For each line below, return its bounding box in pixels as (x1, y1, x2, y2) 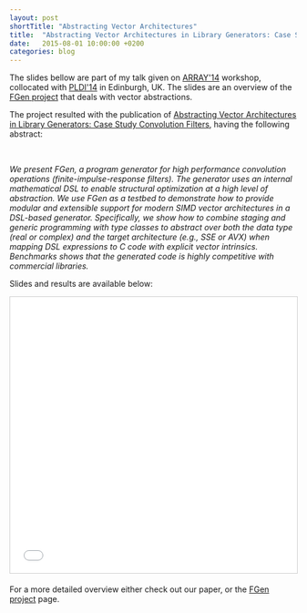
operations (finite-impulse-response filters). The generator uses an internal (9, 174, 293, 185)
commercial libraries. (9, 261, 89, 271)
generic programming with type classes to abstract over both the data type (9, 222, 293, 233)
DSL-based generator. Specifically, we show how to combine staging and (9, 212, 286, 223)
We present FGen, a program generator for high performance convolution (9, 164, 287, 175)
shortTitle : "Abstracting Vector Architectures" (9, 22, 198, 31)
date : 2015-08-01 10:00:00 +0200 (9, 38, 145, 48)
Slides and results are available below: (9, 279, 153, 290)
